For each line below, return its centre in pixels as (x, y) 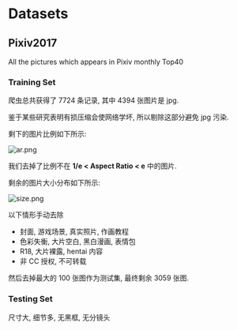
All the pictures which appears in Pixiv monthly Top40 (96, 62)
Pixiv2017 (33, 43)
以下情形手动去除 (36, 215)
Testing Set (30, 299)
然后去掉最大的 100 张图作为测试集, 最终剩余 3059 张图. (99, 278)
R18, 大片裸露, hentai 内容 (61, 251)
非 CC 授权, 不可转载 (53, 261)
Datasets (38, 14)
